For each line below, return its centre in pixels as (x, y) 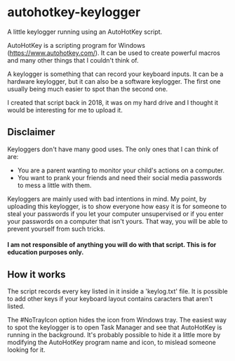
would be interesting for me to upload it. (65, 110)
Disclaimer (31, 132)
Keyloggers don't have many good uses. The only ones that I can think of (113, 149)
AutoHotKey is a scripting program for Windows (76, 45)
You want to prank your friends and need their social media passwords (120, 177)
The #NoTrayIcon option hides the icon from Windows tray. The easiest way (117, 320)
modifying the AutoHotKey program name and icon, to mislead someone (112, 343)
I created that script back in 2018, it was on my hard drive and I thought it (113, 102)
